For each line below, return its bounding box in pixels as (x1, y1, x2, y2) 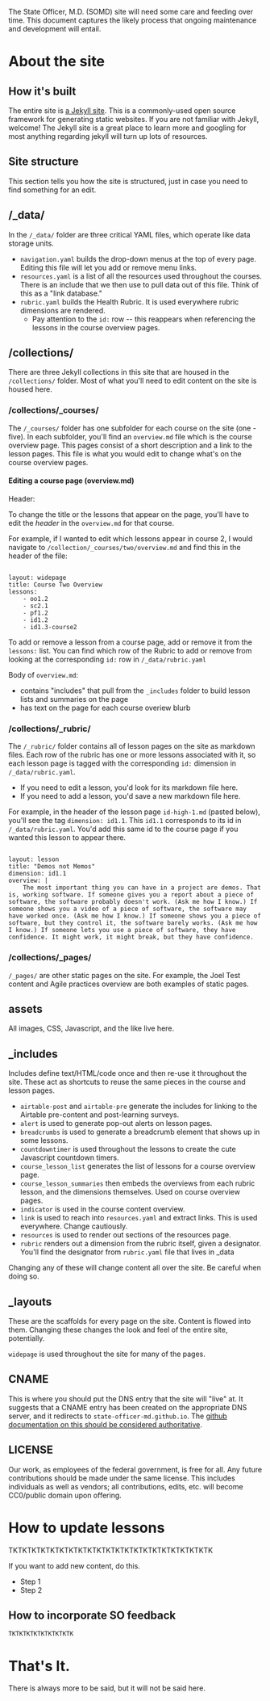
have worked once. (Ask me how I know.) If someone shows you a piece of (8, 912, 262, 920)
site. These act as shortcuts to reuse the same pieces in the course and (8, 1077, 246, 1087)
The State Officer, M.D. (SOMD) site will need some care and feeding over (8, 7, 254, 16)
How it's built (8, 84, 77, 98)
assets (8, 1002, 43, 1016)
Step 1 (19, 1577, 41, 1586)
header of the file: (8, 551, 69, 561)
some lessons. (19, 1136, 69, 1145)
